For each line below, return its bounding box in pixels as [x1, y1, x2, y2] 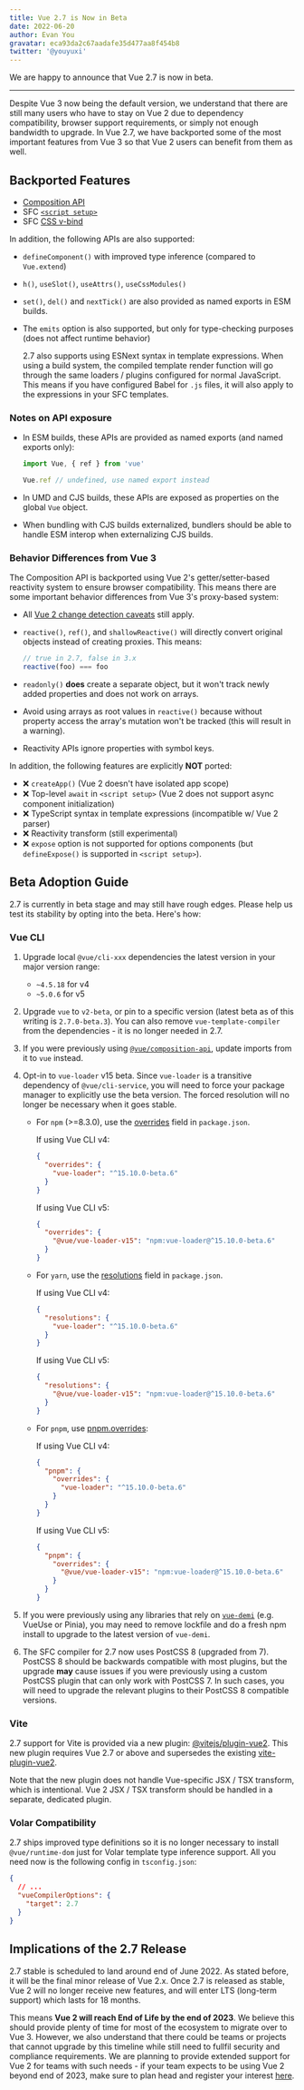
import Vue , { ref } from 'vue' [22, 459, 145, 468]
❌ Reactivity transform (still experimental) [22, 828, 178, 839]
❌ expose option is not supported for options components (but [22, 839, 253, 849]
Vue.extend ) [22, 260, 67, 271]
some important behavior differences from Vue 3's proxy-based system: [9, 592, 279, 603]
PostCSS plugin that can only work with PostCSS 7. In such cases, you [22, 1675, 285, 1686]
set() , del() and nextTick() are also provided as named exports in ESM [22, 296, 291, 307]
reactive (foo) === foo [22, 662, 109, 672]
